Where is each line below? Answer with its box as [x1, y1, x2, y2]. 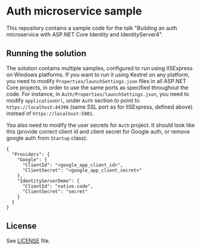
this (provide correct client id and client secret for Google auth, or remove [6, 127, 190, 135]
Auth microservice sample [6, 4, 142, 18]
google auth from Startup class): [6, 134, 88, 141]
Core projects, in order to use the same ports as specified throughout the [6, 84, 189, 91]
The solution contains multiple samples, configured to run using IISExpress [6, 64, 193, 72]
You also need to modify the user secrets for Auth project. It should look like [6, 121, 195, 129]
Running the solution [6, 49, 87, 59]
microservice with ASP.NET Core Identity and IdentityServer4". [6, 30, 163, 38]
